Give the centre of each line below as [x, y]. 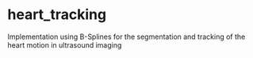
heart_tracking [57, 15]
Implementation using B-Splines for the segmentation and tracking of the [126, 37]
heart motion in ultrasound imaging [65, 44]
